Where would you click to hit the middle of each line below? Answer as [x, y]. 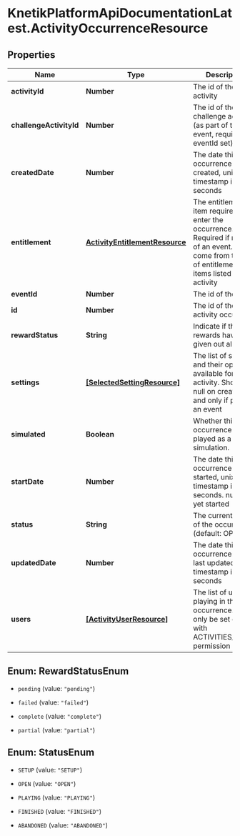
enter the [208, 220]
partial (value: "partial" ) [56, 730]
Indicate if [209, 326]
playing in [209, 601]
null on [204, 391]
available [208, 373]
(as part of [210, 125]
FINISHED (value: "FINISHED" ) [60, 811]
